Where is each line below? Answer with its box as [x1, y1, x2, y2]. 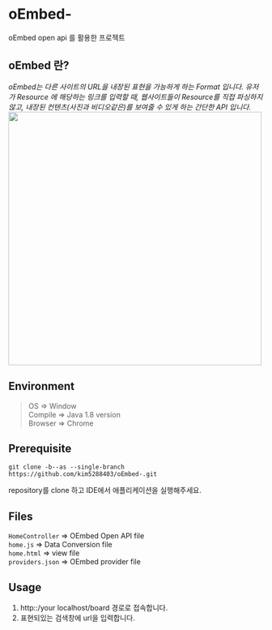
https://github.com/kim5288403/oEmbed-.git [8, 470, 158, 478]
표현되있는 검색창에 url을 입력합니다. [19, 613, 135, 623]
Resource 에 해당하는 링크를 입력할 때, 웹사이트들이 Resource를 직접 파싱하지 [16, 92, 263, 101]
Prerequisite [8, 441, 72, 455]
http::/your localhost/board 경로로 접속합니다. [19, 603, 168, 612]
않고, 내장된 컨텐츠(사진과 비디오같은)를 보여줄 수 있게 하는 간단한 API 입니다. [8, 102, 252, 112]
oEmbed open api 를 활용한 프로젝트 [8, 32, 125, 42]
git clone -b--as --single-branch [8, 463, 125, 471]
